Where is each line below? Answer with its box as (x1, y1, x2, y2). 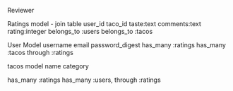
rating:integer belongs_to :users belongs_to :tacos (7, 28, 153, 35)
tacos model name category (7, 62, 90, 70)
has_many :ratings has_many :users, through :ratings (7, 75, 161, 84)
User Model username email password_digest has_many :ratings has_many (7, 41, 226, 49)
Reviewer (7, 6, 35, 14)
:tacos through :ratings (7, 49, 74, 56)
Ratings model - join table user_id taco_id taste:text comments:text (7, 20, 201, 28)
